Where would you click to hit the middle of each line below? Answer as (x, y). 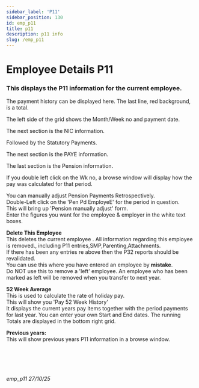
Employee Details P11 (60, 69)
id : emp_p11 (21, 23)
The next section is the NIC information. (56, 131)
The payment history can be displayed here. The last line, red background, (99, 101)
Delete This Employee (34, 233)
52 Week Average (29, 289)
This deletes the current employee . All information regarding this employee (100, 239)
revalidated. (21, 259)
